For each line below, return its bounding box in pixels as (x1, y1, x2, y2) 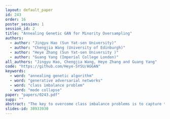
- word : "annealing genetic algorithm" (10, 73, 94, 78)
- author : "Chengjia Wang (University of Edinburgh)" (10, 45, 125, 50)
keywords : (5, 69, 26, 74)
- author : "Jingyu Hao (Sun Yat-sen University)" (10, 41, 116, 46)
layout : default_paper (5, 7, 53, 13)
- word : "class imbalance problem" (10, 83, 85, 88)
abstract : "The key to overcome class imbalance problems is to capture (5, 102, 162, 107)
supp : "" (5, 97, 24, 102)
